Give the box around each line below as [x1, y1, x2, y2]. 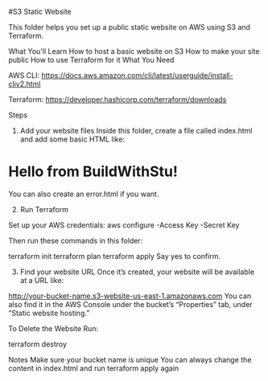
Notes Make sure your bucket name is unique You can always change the [8, 354, 252, 364]
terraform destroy [8, 339, 67, 349]
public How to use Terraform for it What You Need [8, 55, 175, 64]
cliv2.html [8, 80, 41, 88]
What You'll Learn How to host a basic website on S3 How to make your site [8, 47, 260, 55]
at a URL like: [19, 275, 64, 285]
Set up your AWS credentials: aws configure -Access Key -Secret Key [8, 220, 240, 230]
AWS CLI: [8, 71, 40, 80]
